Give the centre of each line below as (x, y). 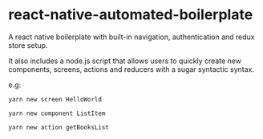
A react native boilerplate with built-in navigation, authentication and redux (131, 37)
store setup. (28, 45)
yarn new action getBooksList (59, 127)
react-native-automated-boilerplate (131, 15)
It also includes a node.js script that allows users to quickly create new (125, 61)
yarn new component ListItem (57, 113)
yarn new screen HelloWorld (55, 99)
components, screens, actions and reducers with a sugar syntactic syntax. (131, 69)
